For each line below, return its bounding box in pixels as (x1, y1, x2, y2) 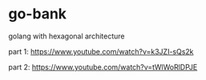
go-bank (8, 5, 67, 23)
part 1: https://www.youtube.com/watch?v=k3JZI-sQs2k (8, 46, 194, 56)
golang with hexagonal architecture (8, 31, 125, 41)
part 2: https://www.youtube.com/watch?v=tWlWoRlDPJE (8, 62, 198, 72)
